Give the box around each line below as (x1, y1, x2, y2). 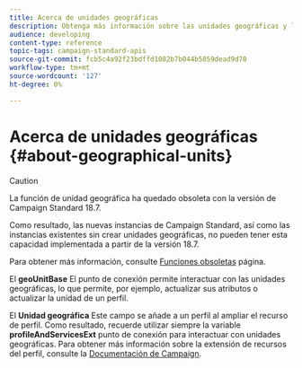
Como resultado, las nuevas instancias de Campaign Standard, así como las (9, 219, 290, 230)
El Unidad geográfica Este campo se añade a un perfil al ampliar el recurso (9, 310, 289, 320)
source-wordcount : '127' (9, 72, 102, 81)
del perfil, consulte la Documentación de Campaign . (9, 347, 202, 359)
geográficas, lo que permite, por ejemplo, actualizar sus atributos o (9, 283, 259, 294)
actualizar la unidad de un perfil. (9, 293, 129, 303)
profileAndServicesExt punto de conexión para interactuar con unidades (9, 329, 281, 339)
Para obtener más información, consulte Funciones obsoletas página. (9, 256, 267, 267)
